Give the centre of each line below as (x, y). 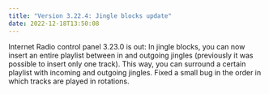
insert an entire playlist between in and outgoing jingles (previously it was (131, 55)
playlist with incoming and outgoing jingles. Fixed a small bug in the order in (135, 72)
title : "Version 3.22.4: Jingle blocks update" (90, 16)
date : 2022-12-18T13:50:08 (54, 23)
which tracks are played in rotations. (69, 81)
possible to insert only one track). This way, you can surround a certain (127, 64)
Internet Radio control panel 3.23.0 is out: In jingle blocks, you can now (127, 46)
